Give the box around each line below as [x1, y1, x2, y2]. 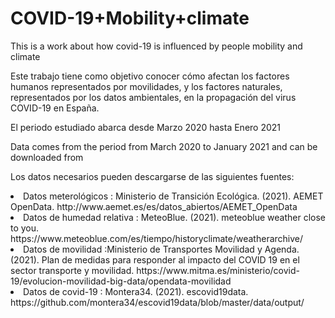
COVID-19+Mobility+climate [10, 7, 250, 30]
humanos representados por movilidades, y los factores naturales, [10, 80, 283, 92]
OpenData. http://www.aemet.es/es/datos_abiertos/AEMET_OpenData [10, 200, 298, 212]
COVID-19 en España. [10, 102, 100, 114]
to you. [10, 222, 40, 234]
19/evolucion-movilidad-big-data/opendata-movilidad [10, 275, 232, 287]
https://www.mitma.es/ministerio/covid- [136, 264, 300, 276]
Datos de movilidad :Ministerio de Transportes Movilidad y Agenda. [23, 243, 300, 255]
